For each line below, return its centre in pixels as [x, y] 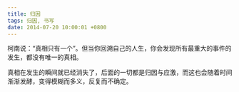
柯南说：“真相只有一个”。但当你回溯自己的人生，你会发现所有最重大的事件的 [119, 48]
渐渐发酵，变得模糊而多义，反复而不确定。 [70, 81]
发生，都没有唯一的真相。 [45, 57]
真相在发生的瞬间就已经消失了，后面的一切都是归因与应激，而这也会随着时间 [120, 73]
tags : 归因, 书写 [31, 21]
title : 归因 [24, 14]
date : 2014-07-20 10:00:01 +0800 [57, 27]
